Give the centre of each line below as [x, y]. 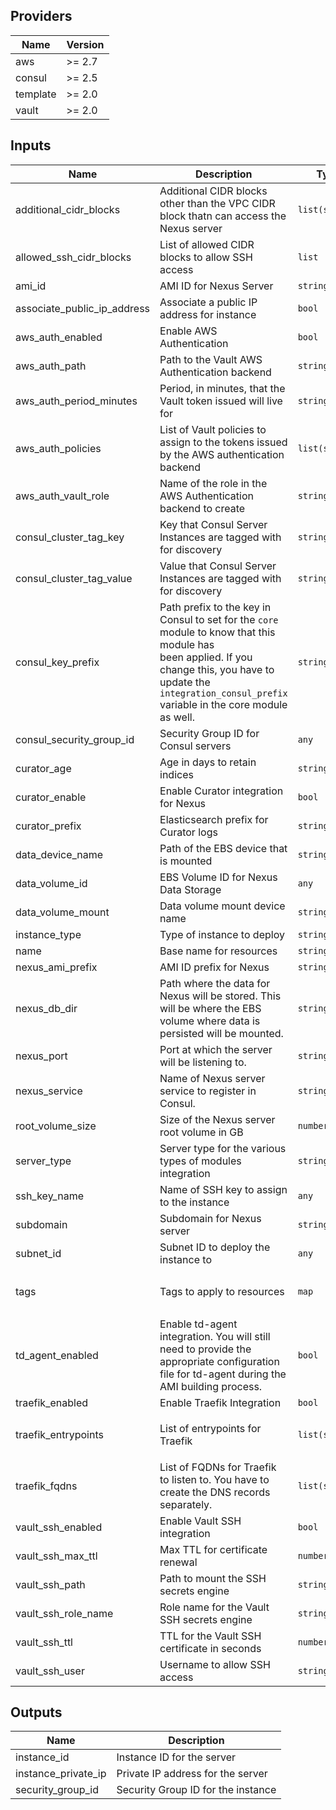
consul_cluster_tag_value [74, 578]
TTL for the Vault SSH [210, 1636]
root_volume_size [56, 1126]
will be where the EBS [210, 1008]
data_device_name [59, 854]
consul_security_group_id [75, 739]
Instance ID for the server [176, 1757]
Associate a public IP [208, 302]
